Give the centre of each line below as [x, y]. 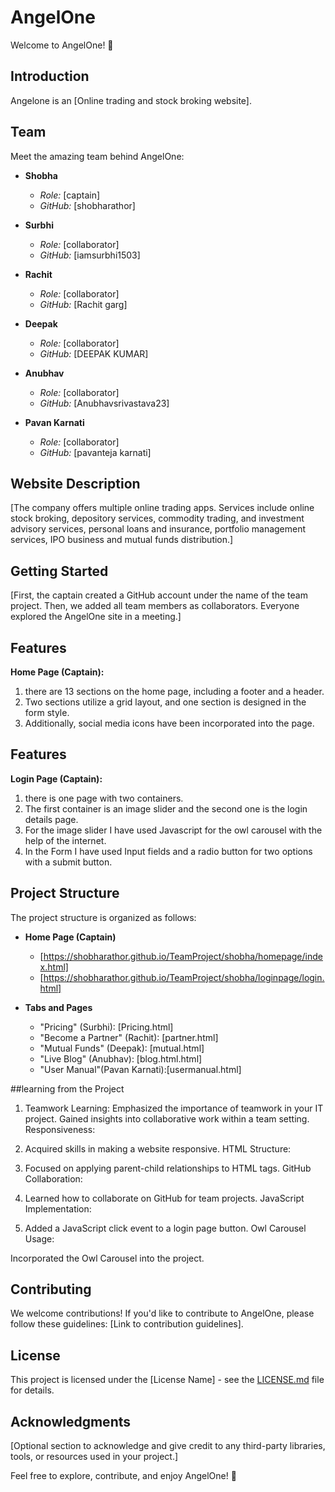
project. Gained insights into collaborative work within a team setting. [167, 1118]
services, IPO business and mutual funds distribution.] [122, 540]
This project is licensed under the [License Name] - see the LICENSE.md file [167, 1380]
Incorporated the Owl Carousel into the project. [107, 1258]
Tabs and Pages [58, 1007]
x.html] [54, 967]
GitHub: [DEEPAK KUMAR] [94, 353]
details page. [51, 819]
